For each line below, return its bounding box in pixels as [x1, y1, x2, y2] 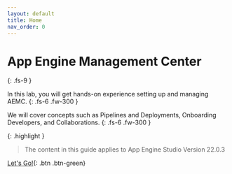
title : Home [7, 17, 42, 24]
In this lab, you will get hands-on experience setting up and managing [7, 90, 209, 99]
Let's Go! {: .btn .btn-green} [7, 159, 86, 168]
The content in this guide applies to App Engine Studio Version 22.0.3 [24, 145, 226, 154]
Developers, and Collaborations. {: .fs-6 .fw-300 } [7, 118, 151, 126]
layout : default [7, 10, 55, 17]
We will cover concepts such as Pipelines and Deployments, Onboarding [7, 111, 217, 119]
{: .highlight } [7, 132, 45, 140]
